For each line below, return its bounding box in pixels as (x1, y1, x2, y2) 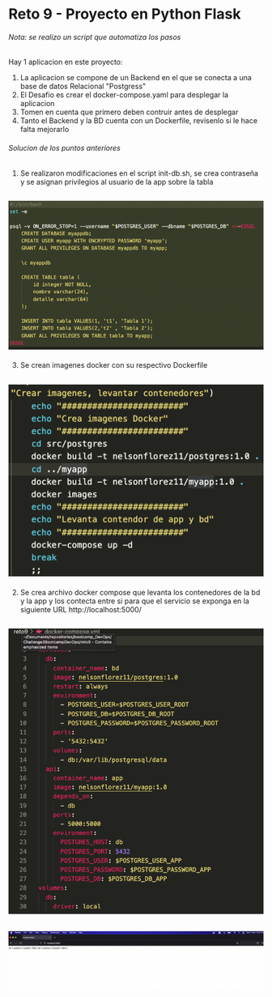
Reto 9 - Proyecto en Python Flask (8, 5, 241, 23)
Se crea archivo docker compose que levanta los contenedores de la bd (19, 587, 261, 597)
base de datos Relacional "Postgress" (19, 82, 147, 92)
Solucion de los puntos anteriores (8, 143, 121, 152)
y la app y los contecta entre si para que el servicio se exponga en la (19, 596, 249, 606)
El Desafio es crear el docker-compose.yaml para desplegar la (19, 90, 229, 100)
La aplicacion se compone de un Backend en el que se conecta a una (19, 73, 253, 83)
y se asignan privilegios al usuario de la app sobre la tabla (19, 177, 214, 186)
